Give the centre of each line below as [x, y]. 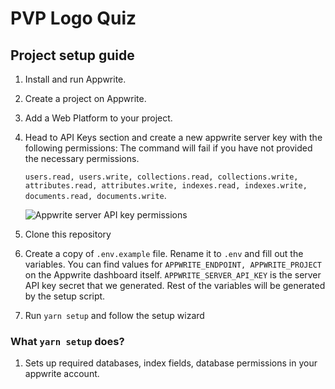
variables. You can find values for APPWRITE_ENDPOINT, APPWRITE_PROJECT [173, 264]
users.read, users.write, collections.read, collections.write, [161, 177]
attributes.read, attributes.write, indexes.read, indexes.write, [166, 186]
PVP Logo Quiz [73, 18]
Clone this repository [68, 234]
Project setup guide [72, 55]
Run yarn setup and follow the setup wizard [114, 315]
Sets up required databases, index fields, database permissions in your [171, 363]
